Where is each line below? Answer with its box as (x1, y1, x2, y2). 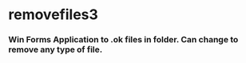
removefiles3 (8, 6, 98, 24)
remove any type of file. (8, 44, 103, 55)
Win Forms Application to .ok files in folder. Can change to (8, 34, 239, 45)
